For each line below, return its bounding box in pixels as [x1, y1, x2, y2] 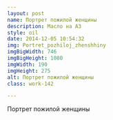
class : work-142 [7, 80, 54, 87]
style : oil [7, 29, 39, 36]
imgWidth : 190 [7, 61, 48, 68]
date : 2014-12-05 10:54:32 [7, 36, 85, 43]
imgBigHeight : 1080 [7, 55, 63, 62]
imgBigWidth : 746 [7, 49, 57, 56]
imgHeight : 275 [7, 67, 51, 74]
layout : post [7, 10, 45, 17]
